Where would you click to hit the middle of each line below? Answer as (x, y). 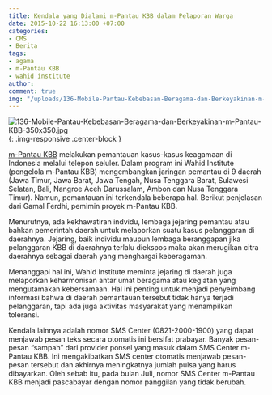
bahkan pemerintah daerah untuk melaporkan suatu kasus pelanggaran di (132, 231)
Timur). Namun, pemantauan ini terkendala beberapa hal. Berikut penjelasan (136, 197)
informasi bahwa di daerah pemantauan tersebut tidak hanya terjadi (121, 298)
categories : (28, 31)
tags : (17, 53)
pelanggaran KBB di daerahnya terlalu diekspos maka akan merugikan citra (134, 248)
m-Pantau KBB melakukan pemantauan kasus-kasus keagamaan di (120, 155)
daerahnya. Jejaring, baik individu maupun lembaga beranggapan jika (125, 239)
